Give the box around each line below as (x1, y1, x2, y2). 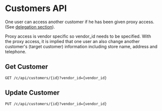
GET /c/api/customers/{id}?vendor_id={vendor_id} (5, 75, 107, 80)
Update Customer (5, 89, 59, 97)
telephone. (5, 49, 27, 55)
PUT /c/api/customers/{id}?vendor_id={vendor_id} (5, 101, 107, 106)
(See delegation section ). (5, 24, 55, 29)
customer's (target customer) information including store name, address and (5, 43, 158, 49)
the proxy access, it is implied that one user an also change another (5, 38, 140, 44)
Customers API (5, 3, 67, 14)
